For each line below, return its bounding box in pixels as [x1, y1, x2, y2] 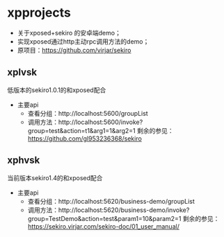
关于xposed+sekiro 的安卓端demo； [17, 28, 122, 37]
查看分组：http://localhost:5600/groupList [27, 109, 148, 117]
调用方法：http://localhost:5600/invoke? [27, 118, 143, 126]
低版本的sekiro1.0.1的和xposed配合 [7, 85, 106, 94]
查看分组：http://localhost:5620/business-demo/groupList [27, 197, 195, 205]
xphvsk [7, 155, 40, 166]
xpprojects [7, 5, 71, 21]
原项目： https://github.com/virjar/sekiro [17, 46, 131, 54]
